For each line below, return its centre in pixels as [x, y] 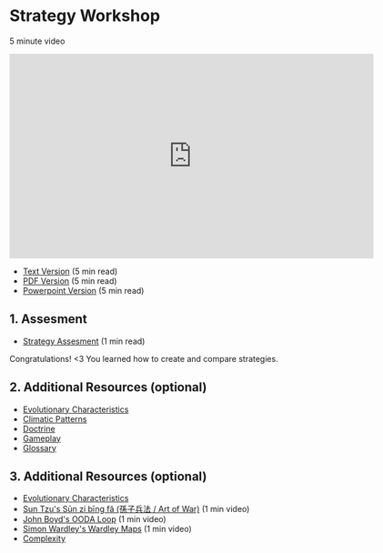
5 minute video [37, 41]
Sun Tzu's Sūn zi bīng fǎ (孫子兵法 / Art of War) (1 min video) [136, 509]
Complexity [44, 538]
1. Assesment [49, 319]
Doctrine [39, 428]
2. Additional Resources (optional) [108, 387]
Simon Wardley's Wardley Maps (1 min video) [107, 529]
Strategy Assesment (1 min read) [84, 341]
